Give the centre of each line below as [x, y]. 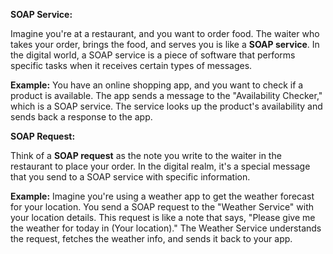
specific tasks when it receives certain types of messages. [131, 65]
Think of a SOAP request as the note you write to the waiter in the [146, 155]
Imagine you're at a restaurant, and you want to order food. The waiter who [165, 33]
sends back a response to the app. [81, 117]
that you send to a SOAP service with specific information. [130, 177]
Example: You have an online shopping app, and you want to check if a [157, 85]
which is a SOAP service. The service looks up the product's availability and [166, 106]
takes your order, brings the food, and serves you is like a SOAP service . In [165, 44]
